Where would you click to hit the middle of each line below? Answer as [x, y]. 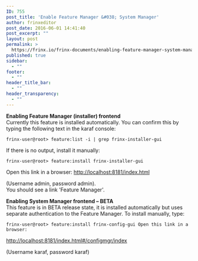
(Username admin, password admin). [51, 183]
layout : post [22, 39]
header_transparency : [33, 94]
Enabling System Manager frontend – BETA [60, 201]
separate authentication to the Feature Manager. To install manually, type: [95, 213]
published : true [26, 55]
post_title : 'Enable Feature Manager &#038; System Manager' [83, 17]
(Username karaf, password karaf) [48, 252]
